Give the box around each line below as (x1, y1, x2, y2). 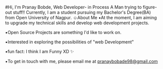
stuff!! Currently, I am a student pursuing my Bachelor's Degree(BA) (13, 9, 151, 15)
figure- (143, 4, 157, 10)
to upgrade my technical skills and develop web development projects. (5, 20, 150, 26)
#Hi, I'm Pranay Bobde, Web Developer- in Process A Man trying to (5, 4, 142, 10)
